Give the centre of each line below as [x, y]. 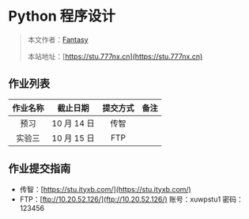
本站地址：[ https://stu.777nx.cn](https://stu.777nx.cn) [115, 56]
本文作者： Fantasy [58, 40]
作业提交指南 [40, 169]
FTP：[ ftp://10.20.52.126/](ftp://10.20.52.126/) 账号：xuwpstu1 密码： [131, 199]
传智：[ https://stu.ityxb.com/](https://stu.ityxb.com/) [105, 189]
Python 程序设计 [62, 16]
